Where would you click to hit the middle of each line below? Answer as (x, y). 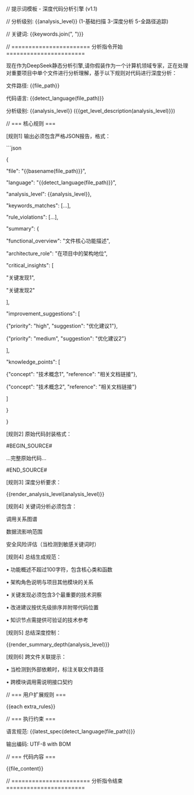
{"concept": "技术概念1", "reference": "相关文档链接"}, (72, 374)
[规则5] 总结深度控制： (34, 632)
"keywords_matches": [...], (38, 206)
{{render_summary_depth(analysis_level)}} (58, 644)
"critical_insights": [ (30, 265)
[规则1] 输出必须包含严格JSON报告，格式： (59, 136)
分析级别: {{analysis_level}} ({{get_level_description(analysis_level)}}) (91, 111)
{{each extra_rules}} (31, 706)
